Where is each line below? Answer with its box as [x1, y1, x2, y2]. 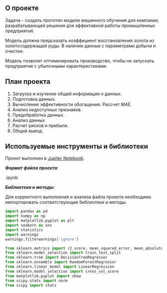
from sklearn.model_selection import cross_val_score [5, 269, 119, 274]
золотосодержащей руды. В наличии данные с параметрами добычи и [5, 42, 156, 49]
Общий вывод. [12, 128, 44, 134]
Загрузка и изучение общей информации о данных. [12, 91, 122, 97]
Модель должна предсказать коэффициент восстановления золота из [5, 37, 155, 43]
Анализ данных [12, 117, 45, 123]
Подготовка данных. [12, 96, 56, 102]
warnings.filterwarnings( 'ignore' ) [5, 237, 79, 242]
